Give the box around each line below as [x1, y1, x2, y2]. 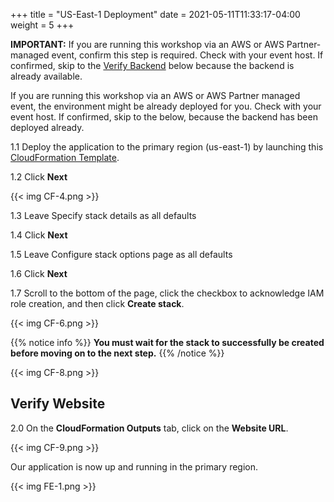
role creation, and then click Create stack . [10, 298, 185, 309]
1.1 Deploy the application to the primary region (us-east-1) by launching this [10, 141, 324, 153]
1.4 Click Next [10, 229, 68, 241]
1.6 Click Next [10, 268, 68, 279]
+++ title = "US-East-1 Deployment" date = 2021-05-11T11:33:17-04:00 [10, 9, 301, 20]
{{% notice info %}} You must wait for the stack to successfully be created [10, 337, 325, 348]
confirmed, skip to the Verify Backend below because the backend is [10, 60, 295, 71]
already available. [10, 70, 83, 82]
